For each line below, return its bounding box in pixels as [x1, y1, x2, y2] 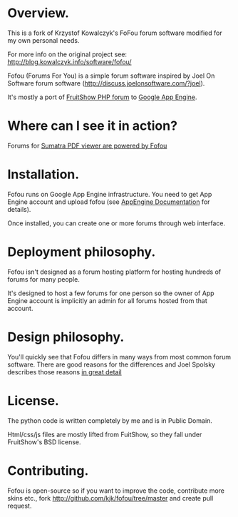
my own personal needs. [7, 36, 80, 44]
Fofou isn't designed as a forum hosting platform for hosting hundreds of [7, 267, 222, 276]
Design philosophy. [7, 329, 125, 345]
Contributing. [7, 462, 89, 478]
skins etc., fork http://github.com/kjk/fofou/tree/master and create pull [7, 493, 214, 502]
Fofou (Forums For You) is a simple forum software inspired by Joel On [7, 71, 215, 80]
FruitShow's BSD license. [7, 437, 81, 446]
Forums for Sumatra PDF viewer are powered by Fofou [7, 141, 167, 150]
